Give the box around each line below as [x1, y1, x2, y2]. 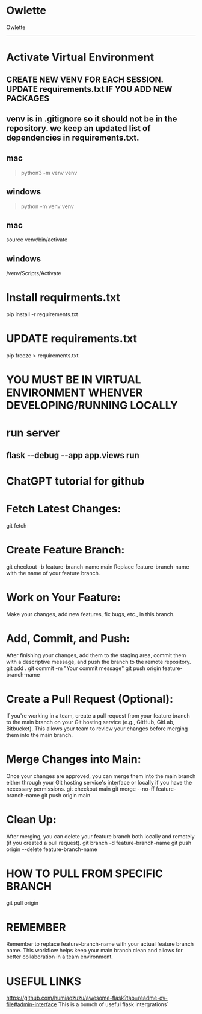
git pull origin [6, 899, 39, 907]
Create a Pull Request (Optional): [6, 692, 173, 706]
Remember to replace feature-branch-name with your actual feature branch [6, 940, 194, 948]
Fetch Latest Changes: [6, 502, 121, 516]
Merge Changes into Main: [6, 752, 141, 766]
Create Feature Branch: [6, 543, 125, 557]
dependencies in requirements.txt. [6, 132, 139, 142]
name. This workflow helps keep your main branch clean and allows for [6, 947, 183, 954]
